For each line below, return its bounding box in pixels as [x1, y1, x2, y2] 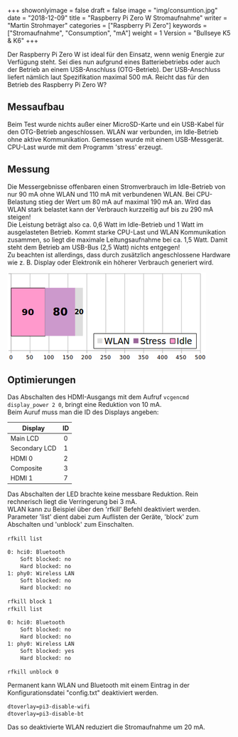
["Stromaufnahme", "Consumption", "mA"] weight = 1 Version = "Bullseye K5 [7, 29, 231, 37]
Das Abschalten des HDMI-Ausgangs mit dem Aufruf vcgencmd [7, 393, 190, 401]
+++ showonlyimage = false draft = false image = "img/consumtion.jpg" [7, 6, 218, 14]
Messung [7, 163, 50, 175]
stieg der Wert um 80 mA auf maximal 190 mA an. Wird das [38, 197, 212, 206]
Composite [10, 463, 43, 473]
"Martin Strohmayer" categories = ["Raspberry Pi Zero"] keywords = [7, 21, 207, 29]
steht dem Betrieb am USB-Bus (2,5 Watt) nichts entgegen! [7, 242, 180, 252]
